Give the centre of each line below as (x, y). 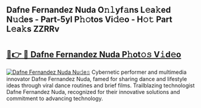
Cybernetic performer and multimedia (139, 72)
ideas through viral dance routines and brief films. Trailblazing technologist (100, 85)
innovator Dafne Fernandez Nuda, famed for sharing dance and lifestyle (97, 79)
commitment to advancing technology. (55, 98)
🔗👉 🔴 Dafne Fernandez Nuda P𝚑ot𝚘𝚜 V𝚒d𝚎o (94, 54)
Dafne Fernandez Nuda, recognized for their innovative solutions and (93, 92)
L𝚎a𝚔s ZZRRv (33, 29)
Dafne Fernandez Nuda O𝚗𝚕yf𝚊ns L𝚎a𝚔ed (89, 10)
